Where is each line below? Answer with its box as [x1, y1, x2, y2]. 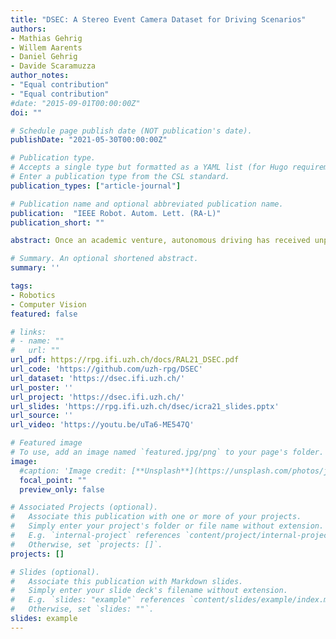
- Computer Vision [10, 299, 87, 310]
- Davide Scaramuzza [10, 61, 97, 71]
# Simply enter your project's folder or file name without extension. [10, 521, 325, 531]
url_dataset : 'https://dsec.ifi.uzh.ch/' [10, 373, 186, 383]
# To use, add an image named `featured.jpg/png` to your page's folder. [10, 447, 325, 457]
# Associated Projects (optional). [10, 502, 159, 513]
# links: [10, 327, 47, 337]
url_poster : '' [10, 382, 74, 393]
